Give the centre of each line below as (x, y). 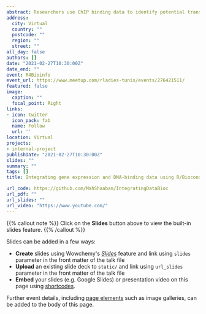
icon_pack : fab (31, 120)
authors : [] (21, 58)
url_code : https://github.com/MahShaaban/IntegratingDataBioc (87, 189)
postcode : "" (29, 35)
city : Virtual (30, 23)
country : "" (27, 29)
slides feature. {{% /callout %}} (46, 229)
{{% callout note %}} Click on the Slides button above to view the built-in (99, 223)
